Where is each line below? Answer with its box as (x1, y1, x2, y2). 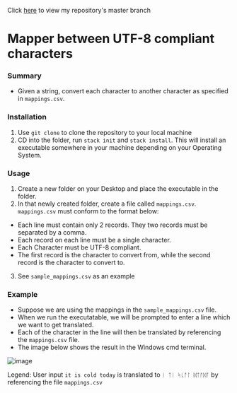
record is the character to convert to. (17, 258, 125, 267)
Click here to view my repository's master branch (7, 6, 151, 14)
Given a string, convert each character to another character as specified (17, 87, 229, 95)
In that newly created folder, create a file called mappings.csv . (17, 199, 197, 208)
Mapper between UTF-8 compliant (7, 31, 214, 47)
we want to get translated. (17, 321, 94, 329)
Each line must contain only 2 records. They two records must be (17, 221, 208, 229)
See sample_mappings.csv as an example (17, 272, 136, 281)
